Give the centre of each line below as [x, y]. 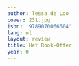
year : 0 [18, 52]
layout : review [29, 39]
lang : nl [20, 33]
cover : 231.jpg [29, 20]
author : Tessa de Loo [38, 13]
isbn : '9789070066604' [39, 26]
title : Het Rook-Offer [39, 45]
